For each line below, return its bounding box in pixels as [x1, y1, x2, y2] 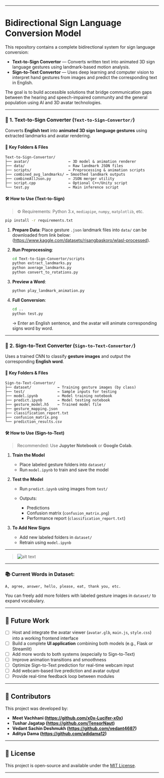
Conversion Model [5, 28, 82, 39]
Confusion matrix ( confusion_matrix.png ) [26, 510, 110, 516]
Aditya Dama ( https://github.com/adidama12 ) [12, 730, 107, 736]
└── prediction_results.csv [5, 419, 62, 425]
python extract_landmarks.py [12, 261, 72, 266]
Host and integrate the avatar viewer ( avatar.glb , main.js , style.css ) [12, 629, 152, 636]
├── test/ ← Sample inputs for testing [5, 389, 117, 394]
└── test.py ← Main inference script [5, 185, 119, 190]
